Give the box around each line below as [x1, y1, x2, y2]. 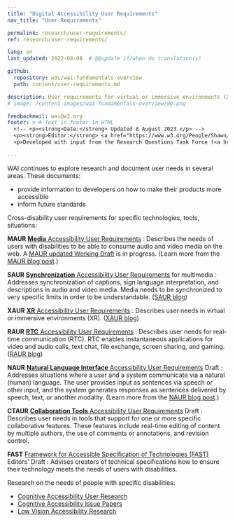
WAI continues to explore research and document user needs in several [7, 164, 213, 172]
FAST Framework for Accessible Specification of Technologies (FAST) [7, 450, 209, 458]
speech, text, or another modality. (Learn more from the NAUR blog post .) [7, 393, 220, 401]
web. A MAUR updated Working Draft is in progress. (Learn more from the [7, 249, 220, 258]
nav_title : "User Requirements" [7, 17, 101, 24]
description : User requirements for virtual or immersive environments [7, 93, 220, 100]
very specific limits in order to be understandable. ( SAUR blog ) [7, 292, 187, 301]
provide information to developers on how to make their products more [17, 185, 222, 193]
